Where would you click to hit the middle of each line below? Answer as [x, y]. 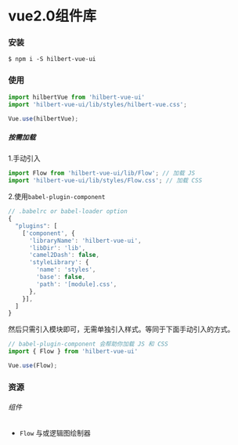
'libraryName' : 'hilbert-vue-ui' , [85, 241]
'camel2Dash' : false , [64, 255]
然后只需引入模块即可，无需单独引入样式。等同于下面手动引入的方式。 [121, 329]
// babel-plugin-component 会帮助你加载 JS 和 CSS [88, 344]
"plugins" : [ [36, 226]
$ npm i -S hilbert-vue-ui [52, 60]
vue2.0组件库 [52, 16]
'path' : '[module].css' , [77, 284]
